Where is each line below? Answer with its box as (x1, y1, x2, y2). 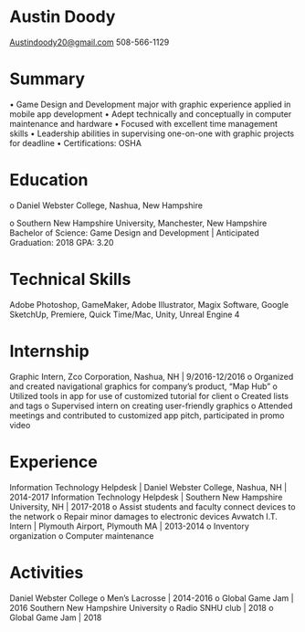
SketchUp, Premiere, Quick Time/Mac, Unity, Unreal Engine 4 (9, 309, 240, 320)
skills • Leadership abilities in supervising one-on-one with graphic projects (9, 128, 295, 139)
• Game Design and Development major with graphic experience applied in (9, 99, 291, 110)
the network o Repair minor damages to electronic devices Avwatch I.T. (9, 511, 279, 521)
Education (9, 170, 89, 191)
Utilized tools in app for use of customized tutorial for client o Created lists (9, 390, 289, 401)
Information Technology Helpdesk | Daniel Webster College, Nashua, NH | (9, 481, 288, 492)
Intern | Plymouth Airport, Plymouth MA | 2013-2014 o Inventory (9, 521, 249, 532)
